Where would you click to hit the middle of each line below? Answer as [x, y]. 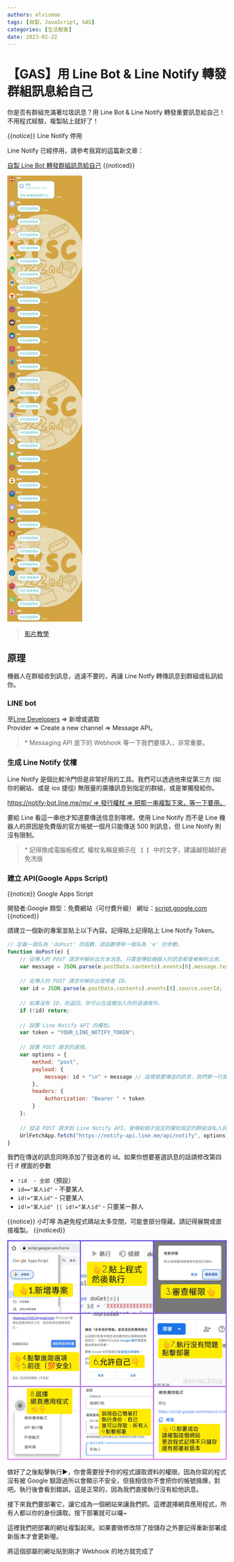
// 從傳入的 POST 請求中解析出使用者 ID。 [75, 981]
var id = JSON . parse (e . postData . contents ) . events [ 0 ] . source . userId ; [121, 989]
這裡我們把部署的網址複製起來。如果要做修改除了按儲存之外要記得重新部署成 [117, 1528]
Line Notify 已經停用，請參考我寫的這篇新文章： [76, 151]
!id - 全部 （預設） [46, 1181]
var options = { [44, 1055]
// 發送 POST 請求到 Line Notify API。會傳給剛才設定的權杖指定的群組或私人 [121, 1128]
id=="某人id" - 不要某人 [50, 1189]
